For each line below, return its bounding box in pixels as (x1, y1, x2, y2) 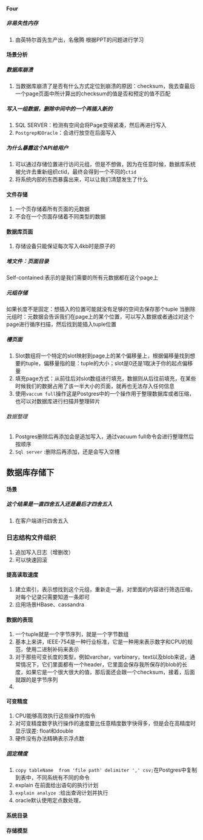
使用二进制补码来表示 (25, 646, 79, 653)
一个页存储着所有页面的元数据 (15, 205, 90, 212)
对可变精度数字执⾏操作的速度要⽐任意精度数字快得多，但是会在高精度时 (15, 720, 196, 727)
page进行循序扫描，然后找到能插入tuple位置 (6, 320, 117, 328)
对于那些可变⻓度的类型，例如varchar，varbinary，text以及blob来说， (15, 653, 190, 661)
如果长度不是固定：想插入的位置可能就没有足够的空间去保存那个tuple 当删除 (6, 305, 196, 313)
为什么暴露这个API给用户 (6, 144, 68, 151)
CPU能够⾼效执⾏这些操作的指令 (15, 712, 96, 719)
